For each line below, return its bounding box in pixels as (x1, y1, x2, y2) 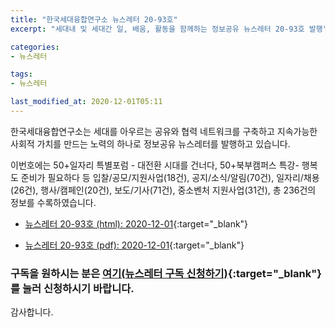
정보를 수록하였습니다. (10, 196, 97, 208)
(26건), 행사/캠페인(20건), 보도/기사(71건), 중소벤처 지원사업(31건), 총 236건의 (10, 184, 317, 196)
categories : (10, 42, 60, 52)
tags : (10, 69, 33, 80)
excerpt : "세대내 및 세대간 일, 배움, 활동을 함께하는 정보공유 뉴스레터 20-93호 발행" (10, 24, 328, 34)
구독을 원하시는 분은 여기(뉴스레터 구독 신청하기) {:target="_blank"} (10, 266, 322, 280)
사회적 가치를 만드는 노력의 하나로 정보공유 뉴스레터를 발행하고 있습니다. (10, 137, 291, 150)
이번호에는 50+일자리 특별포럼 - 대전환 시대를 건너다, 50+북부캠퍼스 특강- (10, 159, 300, 171)
